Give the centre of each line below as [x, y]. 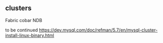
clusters [18, 8]
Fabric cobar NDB [24, 20]
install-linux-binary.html [30, 35]
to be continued [22, 30]
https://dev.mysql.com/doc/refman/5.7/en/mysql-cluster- [98, 30]
